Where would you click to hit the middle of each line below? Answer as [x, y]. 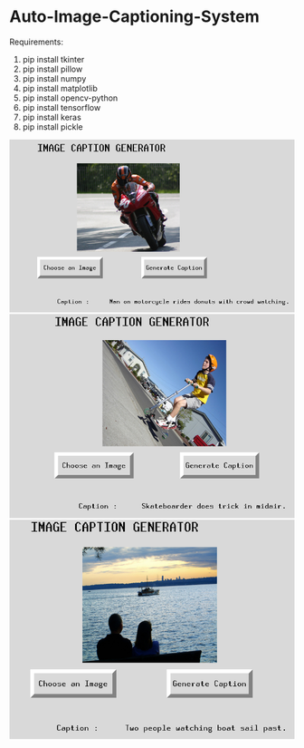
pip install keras [52, 117]
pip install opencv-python [70, 98]
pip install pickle [52, 126]
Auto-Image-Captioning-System [134, 17]
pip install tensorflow [62, 107]
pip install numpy [54, 78]
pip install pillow [52, 69]
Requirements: [36, 42]
